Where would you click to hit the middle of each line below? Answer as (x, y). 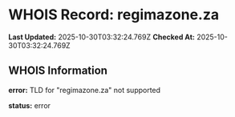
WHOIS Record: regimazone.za (113, 15)
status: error (29, 105)
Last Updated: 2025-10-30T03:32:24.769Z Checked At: (101, 37)
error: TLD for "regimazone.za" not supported (85, 90)
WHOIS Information (58, 71)
